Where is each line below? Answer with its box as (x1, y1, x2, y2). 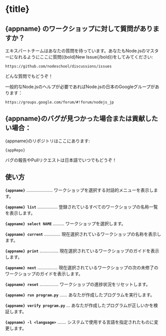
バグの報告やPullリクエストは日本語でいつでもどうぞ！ (5, 157, 117, 163)
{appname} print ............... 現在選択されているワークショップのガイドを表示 (5, 248, 160, 254)
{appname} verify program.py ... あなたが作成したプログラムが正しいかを (5, 302, 154, 308)
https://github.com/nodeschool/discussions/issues (5, 64, 112, 69)
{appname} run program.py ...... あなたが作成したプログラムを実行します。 (5, 291, 155, 298)
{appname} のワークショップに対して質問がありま (5, 24, 160, 33)
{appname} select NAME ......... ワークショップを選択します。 (5, 221, 126, 226)
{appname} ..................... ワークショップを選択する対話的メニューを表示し (5, 187, 154, 193)
